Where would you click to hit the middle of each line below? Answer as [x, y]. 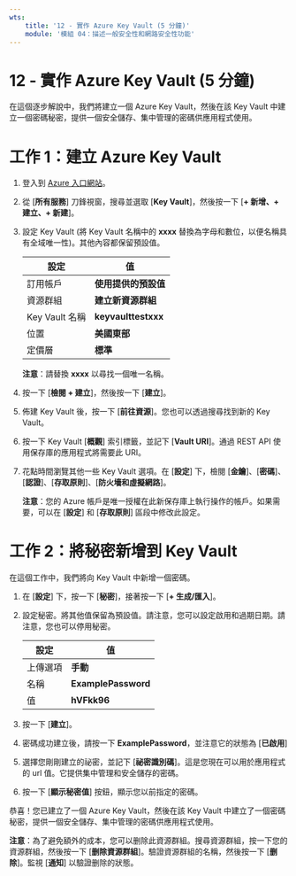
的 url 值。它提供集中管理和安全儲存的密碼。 [102, 773]
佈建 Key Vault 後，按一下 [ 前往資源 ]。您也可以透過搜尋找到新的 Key [146, 412]
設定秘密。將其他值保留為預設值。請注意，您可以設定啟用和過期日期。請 [153, 616]
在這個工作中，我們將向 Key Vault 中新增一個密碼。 [102, 578]
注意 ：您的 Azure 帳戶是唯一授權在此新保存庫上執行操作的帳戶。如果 [147, 501]
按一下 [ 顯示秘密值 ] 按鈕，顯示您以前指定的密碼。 [112, 792]
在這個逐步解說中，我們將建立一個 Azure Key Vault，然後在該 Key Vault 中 [144, 106]
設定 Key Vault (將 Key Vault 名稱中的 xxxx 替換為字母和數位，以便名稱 [151, 232]
